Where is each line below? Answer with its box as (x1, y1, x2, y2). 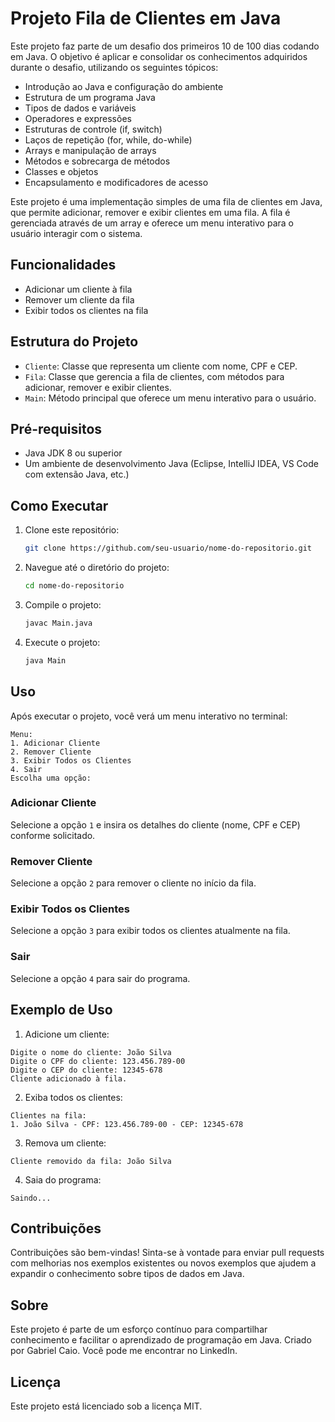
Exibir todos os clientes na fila (24, 304, 149, 316)
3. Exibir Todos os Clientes (10, 755, 132, 766)
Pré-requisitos (10, 420, 103, 437)
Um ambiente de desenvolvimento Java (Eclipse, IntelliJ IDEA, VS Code (24, 458, 319, 470)
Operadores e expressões (24, 112, 132, 124)
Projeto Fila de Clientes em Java (10, 7, 282, 30)
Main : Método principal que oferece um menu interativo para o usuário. (24, 392, 317, 404)
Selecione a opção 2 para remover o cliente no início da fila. (10, 877, 257, 889)
